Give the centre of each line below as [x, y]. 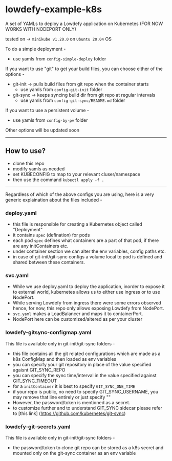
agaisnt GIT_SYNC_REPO [39, 370]
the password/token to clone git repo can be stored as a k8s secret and [88, 447]
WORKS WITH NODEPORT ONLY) [41, 29]
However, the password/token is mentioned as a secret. [71, 402]
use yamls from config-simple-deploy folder [59, 59]
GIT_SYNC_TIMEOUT [35, 381]
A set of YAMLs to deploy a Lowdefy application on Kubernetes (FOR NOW [84, 24]
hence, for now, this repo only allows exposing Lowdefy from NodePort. [88, 309]
